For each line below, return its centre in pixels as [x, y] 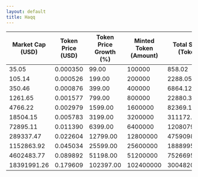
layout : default [26, 12]
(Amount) [144, 55]
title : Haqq [21, 17]
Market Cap [29, 44]
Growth [105, 52]
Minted [144, 41]
